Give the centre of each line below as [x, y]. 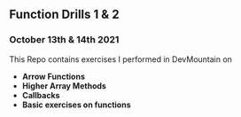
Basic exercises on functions [76, 105]
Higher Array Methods [64, 86]
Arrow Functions [54, 76]
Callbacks [41, 95]
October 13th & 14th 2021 [64, 40]
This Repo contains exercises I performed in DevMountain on [121, 59]
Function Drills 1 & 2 [64, 15]
